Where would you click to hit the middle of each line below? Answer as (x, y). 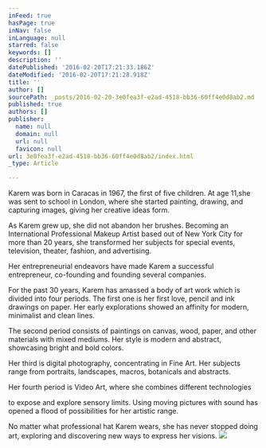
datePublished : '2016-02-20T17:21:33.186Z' (82, 68)
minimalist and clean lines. (52, 316)
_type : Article (33, 164)
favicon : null (39, 149)
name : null (33, 127)
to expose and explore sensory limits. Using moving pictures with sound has (133, 403)
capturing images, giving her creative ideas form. (89, 210)
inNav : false (30, 30)
